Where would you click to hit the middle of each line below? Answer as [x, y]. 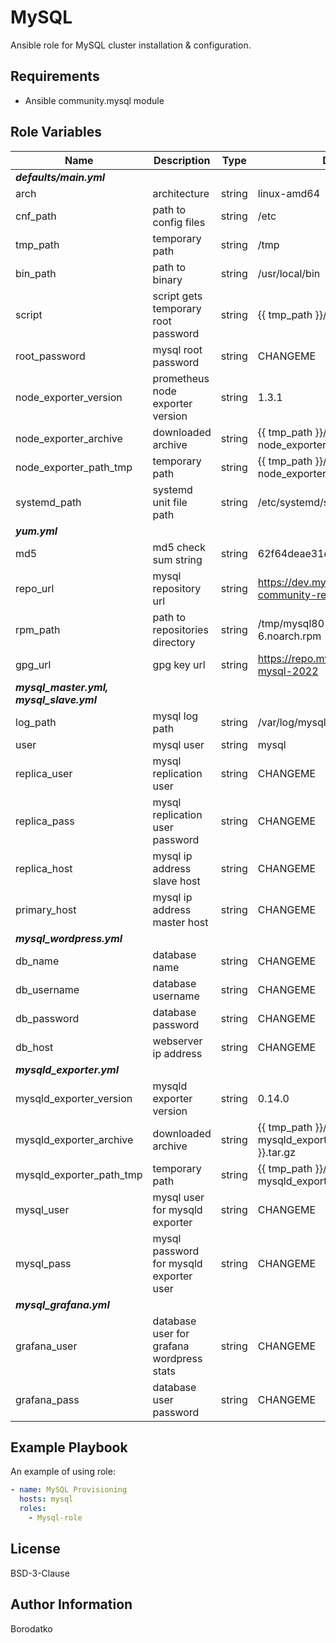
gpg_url [33, 664]
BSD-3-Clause [40, 1573]
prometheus [181, 378]
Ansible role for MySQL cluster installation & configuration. [131, 45]
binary [167, 279]
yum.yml [36, 531]
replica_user [44, 773]
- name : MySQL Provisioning [69, 1490]
